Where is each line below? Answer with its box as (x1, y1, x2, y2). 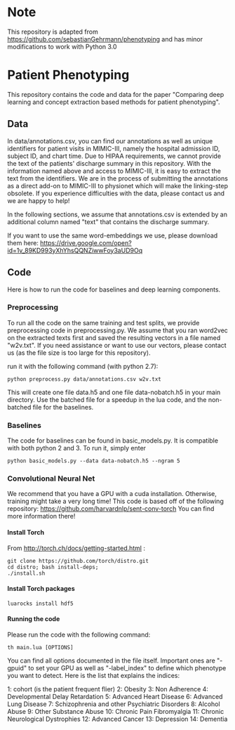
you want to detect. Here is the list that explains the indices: (7, 672, 180, 679)
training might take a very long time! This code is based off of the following (7, 497, 224, 506)
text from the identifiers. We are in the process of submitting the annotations (7, 174, 228, 183)
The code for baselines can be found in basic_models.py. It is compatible (7, 436, 219, 445)
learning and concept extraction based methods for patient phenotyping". (7, 98, 220, 106)
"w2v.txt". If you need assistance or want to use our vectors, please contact (7, 341, 227, 349)
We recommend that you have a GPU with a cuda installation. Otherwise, (7, 490, 217, 498)
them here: (7, 238, 39, 247)
